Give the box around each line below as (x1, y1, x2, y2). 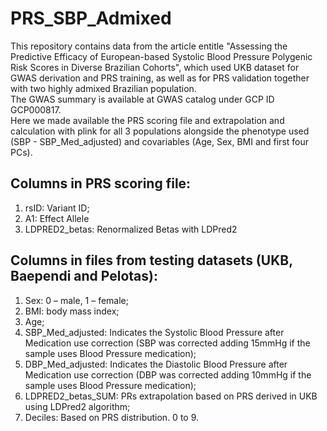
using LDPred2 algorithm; (24, 400, 131, 412)
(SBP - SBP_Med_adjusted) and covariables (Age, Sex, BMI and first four (10, 135, 309, 147)
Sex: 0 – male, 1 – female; (24, 294, 130, 306)
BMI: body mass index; (24, 305, 120, 317)
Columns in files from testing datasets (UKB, (10, 252, 293, 269)
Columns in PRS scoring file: (10, 175, 192, 192)
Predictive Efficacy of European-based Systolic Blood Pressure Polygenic (10, 50, 313, 62)
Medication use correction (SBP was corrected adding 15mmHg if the (24, 337, 311, 349)
